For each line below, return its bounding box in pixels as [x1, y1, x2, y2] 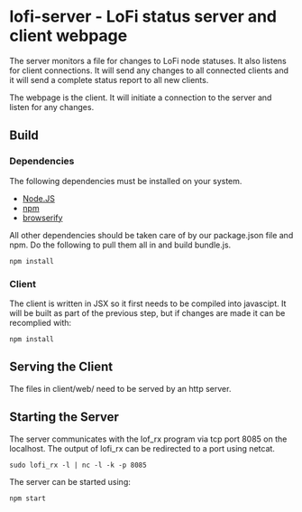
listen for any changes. [9, 101, 95, 112]
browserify [22, 212, 63, 223]
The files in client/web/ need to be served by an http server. [9, 383, 232, 394]
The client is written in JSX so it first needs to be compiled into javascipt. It [9, 298, 287, 309]
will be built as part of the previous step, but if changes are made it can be [9, 307, 286, 318]
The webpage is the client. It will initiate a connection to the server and [9, 92, 272, 103]
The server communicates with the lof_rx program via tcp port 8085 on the [9, 433, 288, 444]
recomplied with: [9, 317, 72, 328]
